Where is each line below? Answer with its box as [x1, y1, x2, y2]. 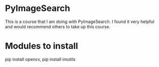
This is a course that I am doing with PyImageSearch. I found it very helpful [5, 19, 155, 24]
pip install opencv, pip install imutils [5, 56, 76, 62]
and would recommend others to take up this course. [5, 23, 111, 29]
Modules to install [5, 41, 78, 52]
